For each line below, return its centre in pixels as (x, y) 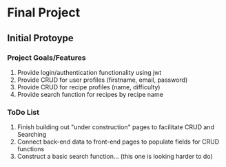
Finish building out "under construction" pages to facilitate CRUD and (116, 127)
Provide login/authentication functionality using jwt (89, 72)
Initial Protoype (40, 38)
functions (31, 149)
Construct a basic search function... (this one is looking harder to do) (115, 157)
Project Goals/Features (47, 58)
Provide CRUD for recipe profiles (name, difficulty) (89, 87)
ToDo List (23, 112)
